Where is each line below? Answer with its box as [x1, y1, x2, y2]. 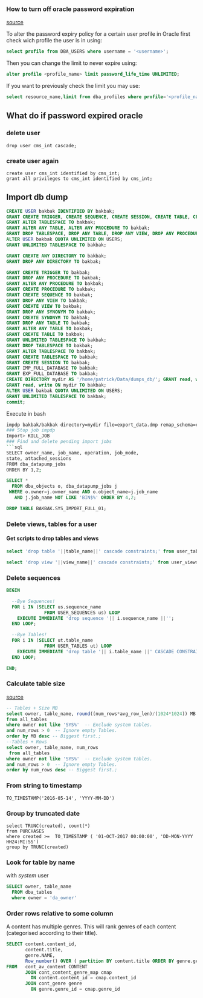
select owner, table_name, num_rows [6, 744, 98, 750]
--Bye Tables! [11, 632, 47, 638]
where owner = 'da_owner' [11, 894, 77, 901]
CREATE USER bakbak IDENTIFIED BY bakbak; [6, 208, 115, 214]
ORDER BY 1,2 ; [6, 467, 42, 473]
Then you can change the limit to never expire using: [6, 59, 137, 67]
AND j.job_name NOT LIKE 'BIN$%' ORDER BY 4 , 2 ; [14, 494, 137, 501]
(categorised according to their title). [6, 930, 98, 937]
